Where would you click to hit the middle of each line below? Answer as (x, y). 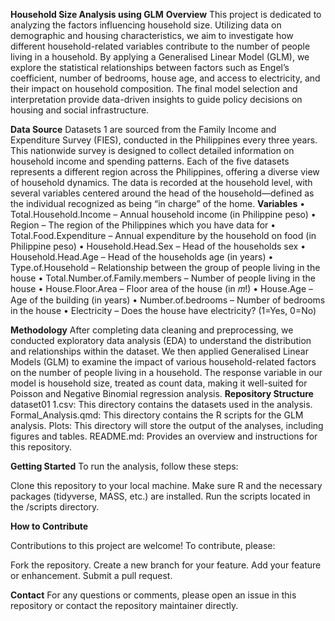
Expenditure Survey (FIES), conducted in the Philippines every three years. (164, 140)
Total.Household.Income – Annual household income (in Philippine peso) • (163, 214)
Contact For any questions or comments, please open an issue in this (153, 595)
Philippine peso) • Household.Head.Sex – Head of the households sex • (158, 246)
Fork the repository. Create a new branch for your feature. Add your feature (166, 565)
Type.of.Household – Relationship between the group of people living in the (165, 267)
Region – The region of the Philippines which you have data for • (143, 225)
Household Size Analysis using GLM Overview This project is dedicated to (166, 14)
